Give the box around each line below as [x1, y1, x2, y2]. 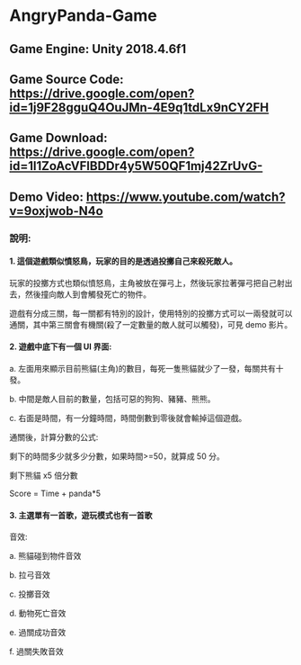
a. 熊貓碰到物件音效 [9, 551, 82, 562]
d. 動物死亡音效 [9, 608, 66, 619]
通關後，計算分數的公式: [9, 432, 99, 443]
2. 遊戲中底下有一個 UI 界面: [9, 341, 112, 352]
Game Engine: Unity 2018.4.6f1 [9, 41, 187, 57]
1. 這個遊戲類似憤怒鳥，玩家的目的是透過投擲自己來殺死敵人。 [9, 256, 238, 266]
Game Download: [9, 130, 108, 146]
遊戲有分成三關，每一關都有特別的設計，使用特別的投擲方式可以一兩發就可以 [9, 308, 293, 319]
